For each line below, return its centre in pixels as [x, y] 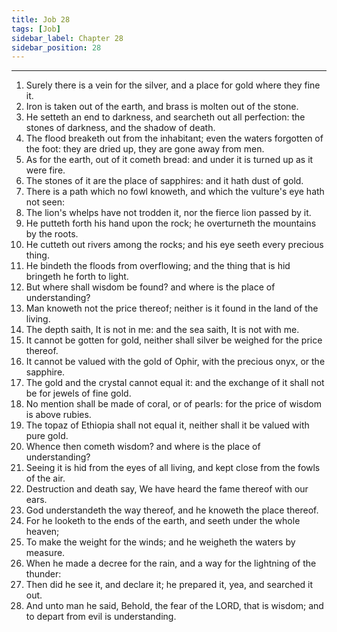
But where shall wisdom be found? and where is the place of [150, 287]
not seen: [45, 202]
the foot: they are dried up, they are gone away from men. [145, 149]
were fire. [45, 170]
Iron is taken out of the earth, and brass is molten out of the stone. [162, 107]
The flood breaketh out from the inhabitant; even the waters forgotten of [174, 138]
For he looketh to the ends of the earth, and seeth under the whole [163, 521]
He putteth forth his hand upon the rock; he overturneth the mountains [171, 223]
